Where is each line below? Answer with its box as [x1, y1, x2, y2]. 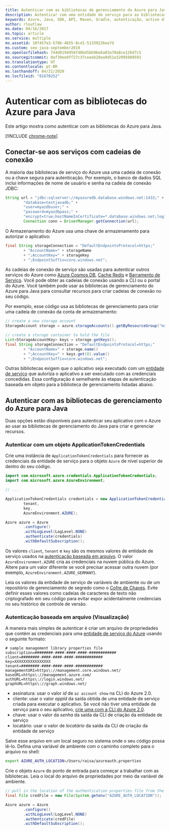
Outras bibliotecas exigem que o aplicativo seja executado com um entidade [5, 365, 164, 372]
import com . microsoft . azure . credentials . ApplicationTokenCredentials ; [5, 473, 157, 478]
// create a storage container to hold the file [5, 332, 110, 338]
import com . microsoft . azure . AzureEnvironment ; [5, 478, 105, 483]
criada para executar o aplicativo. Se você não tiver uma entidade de [12, 701, 156, 707]
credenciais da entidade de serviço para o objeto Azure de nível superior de [5, 458, 163, 464]
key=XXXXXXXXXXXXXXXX [5, 659, 51, 664]
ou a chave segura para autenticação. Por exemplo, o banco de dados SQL [5, 174, 162, 180]
